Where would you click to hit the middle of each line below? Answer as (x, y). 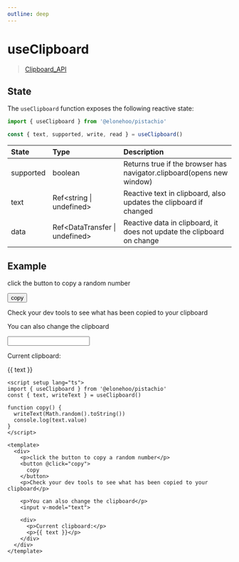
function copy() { (34, 407)
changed (138, 211)
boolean (66, 173)
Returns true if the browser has (175, 164)
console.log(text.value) (51, 420)
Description (144, 152)
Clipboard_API (46, 69)
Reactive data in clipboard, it (171, 223)
